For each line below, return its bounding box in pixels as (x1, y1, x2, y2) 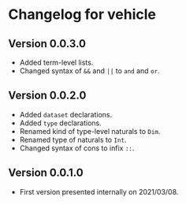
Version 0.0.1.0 (8, 166, 84, 180)
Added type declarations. (19, 118, 102, 128)
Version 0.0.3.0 (8, 37, 87, 50)
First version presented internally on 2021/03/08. (19, 187, 179, 196)
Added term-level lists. (19, 57, 94, 67)
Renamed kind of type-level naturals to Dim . (19, 126, 161, 135)
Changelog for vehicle (8, 6, 156, 24)
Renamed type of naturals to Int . (19, 135, 127, 144)
